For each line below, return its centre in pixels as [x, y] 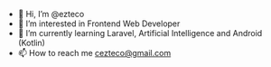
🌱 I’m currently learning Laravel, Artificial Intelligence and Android [140, 33]
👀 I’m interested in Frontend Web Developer [99, 24]
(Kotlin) [31, 43]
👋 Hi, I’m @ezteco [51, 14]
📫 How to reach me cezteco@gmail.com [94, 53]
